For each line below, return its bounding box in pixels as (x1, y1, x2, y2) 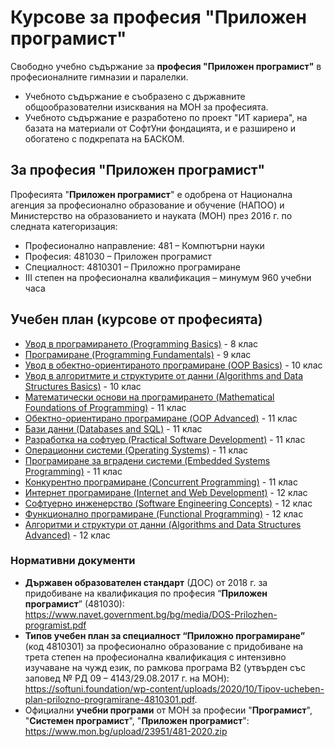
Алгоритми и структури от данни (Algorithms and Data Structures (24, 518, 302, 530)
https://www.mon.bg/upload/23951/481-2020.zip (24, 725, 228, 737)
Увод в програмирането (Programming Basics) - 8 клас (24, 337, 259, 350)
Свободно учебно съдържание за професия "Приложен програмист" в (10, 60, 322, 72)
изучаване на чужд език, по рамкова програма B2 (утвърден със (24, 661, 307, 673)
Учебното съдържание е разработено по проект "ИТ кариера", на (24, 111, 308, 123)
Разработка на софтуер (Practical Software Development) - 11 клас (24, 433, 306, 445)
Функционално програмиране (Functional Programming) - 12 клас (24, 507, 304, 520)
